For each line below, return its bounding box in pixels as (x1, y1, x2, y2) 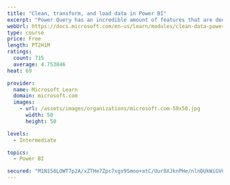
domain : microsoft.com (13, 92, 78, 99)
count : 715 (13, 55, 44, 62)
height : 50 (25, 118, 57, 125)
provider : (7, 79, 36, 86)
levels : (7, 130, 29, 137)
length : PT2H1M (7, 42, 51, 49)
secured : (7, 168, 32, 175)
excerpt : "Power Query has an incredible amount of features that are (7, 16, 213, 23)
